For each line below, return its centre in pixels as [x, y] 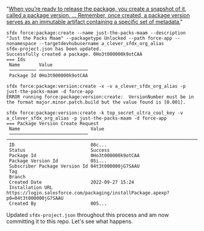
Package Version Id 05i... [58, 161]
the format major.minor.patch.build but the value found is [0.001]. [96, 102]
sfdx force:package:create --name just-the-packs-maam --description [96, 33]
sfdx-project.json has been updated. [54, 49]
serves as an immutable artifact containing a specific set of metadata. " [95, 22]
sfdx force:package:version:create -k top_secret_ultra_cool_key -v [95, 113]
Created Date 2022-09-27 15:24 [72, 182]
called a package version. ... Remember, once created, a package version [98, 15]
